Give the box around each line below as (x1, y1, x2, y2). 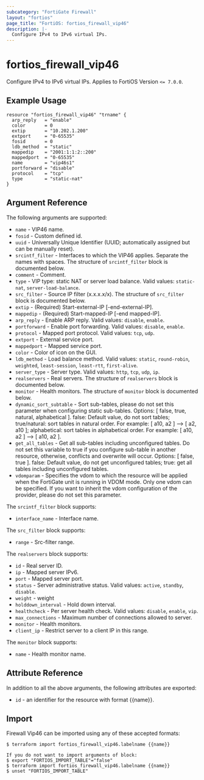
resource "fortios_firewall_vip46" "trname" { (6, 112, 127, 118)
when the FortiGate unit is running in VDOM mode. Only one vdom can (15, 478, 192, 485)
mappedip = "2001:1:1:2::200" (12, 149, 97, 155)
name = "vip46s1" (12, 160, 75, 166)
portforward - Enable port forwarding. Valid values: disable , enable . (15, 322, 185, 330)
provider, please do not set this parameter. (15, 491, 122, 498)
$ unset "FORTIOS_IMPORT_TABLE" (6, 768, 88, 775)
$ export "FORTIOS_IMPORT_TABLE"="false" (6, 757, 113, 764)
